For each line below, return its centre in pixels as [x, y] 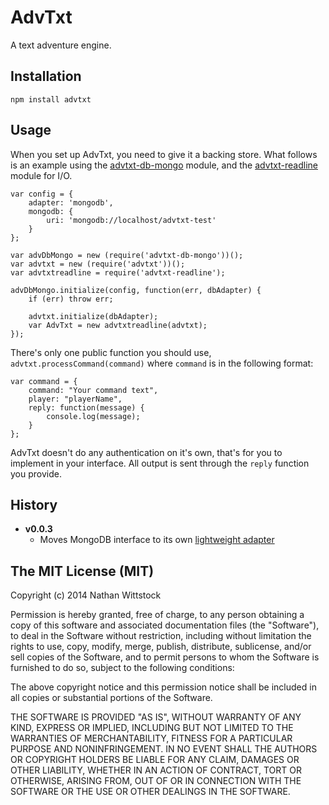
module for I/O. [41, 175]
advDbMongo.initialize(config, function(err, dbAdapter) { [136, 290]
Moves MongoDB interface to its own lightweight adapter [157, 540]
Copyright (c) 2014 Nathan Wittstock [86, 595]
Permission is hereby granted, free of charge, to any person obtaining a [157, 615]
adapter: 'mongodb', [71, 202]
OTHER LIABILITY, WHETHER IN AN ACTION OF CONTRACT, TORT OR [156, 770]
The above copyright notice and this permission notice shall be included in [163, 687]
